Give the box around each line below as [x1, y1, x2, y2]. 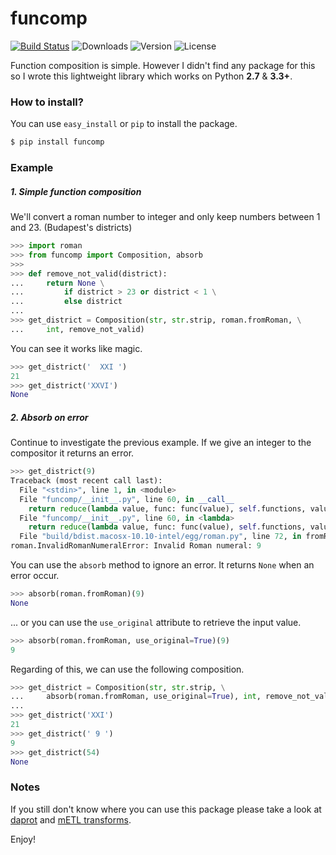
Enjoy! [10, 833, 37, 845]
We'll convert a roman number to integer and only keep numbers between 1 [10, 211, 321, 222]
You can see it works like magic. [10, 342, 143, 354]
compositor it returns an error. [10, 447, 135, 459]
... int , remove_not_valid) [10, 324, 145, 334]
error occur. [10, 570, 60, 582]
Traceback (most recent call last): [10, 476, 163, 486]
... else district [10, 297, 123, 307]
